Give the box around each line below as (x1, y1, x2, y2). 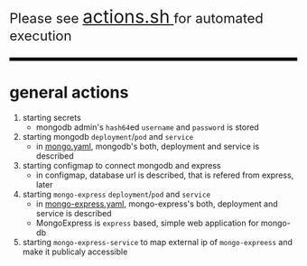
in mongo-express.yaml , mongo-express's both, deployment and (35, 198, 278, 209)
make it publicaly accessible (22, 246, 128, 257)
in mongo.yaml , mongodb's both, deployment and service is (35, 141, 260, 151)
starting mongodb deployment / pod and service (22, 131, 194, 142)
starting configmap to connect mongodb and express (22, 160, 221, 170)
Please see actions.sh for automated (9, 5, 264, 28)
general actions (9, 82, 129, 103)
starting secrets (22, 112, 81, 123)
